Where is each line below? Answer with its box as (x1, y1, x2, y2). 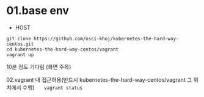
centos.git (6, 41, 34, 47)
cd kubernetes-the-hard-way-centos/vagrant (6, 46, 119, 52)
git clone (6, 35, 32, 41)
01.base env (6, 4, 69, 18)
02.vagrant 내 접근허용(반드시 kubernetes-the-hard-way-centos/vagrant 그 (6, 76, 192, 83)
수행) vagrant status (22, 84, 83, 91)
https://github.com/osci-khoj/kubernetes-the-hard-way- (33, 35, 179, 41)
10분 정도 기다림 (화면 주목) (6, 63, 71, 70)
